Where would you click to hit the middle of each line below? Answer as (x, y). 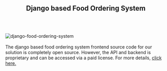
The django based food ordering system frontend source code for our (79, 47)
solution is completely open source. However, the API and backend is (78, 52)
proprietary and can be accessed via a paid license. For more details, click (83, 58)
